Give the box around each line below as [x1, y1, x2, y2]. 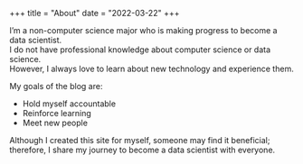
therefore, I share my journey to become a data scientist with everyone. [9, 144, 276, 155]
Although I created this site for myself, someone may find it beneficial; [9, 135, 270, 145]
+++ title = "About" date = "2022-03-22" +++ [9, 8, 180, 18]
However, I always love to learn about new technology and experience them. [9, 63, 294, 74]
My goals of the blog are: [9, 81, 103, 91]
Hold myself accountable [22, 98, 116, 109]
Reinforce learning [22, 108, 92, 118]
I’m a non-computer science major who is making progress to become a [9, 25, 278, 35]
